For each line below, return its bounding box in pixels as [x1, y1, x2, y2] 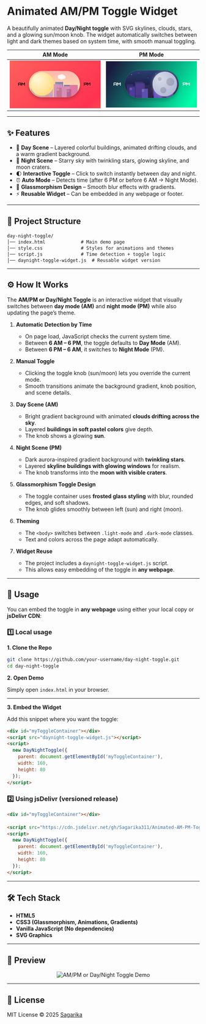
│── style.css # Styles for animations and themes [7, 245, 174, 251]
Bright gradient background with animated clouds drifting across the [24, 412, 200, 420]
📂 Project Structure [7, 216, 81, 226]
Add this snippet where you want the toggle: [7, 715, 119, 722]
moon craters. [15, 163, 51, 171]
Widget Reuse [15, 547, 53, 555]
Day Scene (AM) [15, 401, 59, 408]
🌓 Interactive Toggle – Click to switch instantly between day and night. [15, 170, 197, 177]
